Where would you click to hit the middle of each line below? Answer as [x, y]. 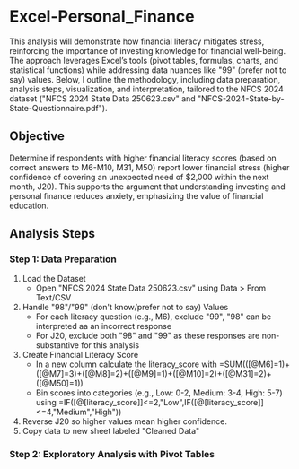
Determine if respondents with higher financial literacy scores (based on [143, 158]
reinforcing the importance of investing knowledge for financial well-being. [147, 50]
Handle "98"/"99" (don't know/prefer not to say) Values [125, 308]
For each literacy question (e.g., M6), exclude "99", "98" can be [154, 317]
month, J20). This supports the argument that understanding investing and [147, 187]
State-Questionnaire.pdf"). [58, 108]
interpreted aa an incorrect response [104, 326]
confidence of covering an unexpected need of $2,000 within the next [139, 177]
